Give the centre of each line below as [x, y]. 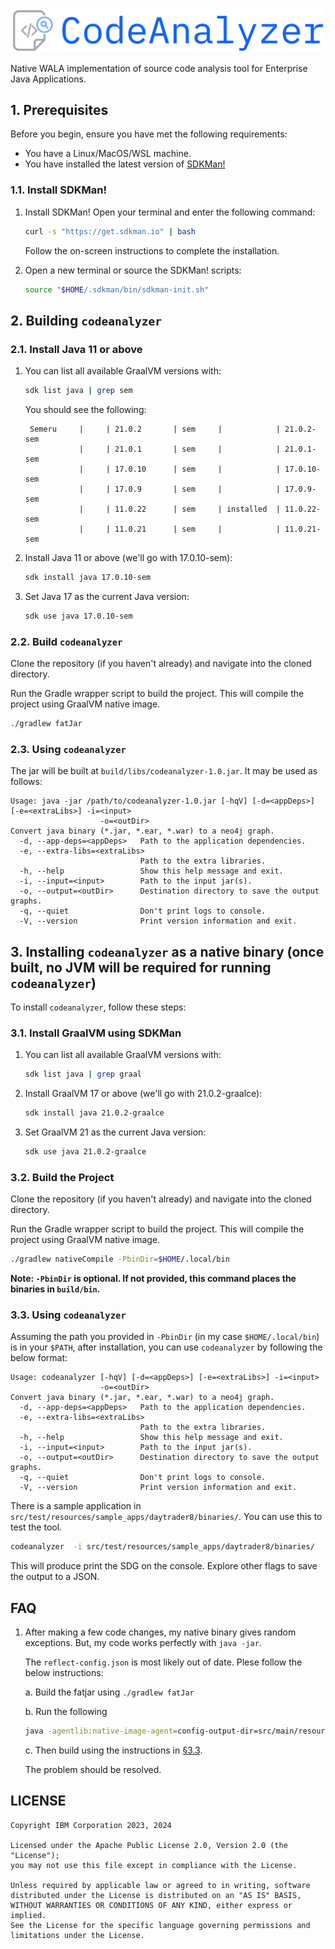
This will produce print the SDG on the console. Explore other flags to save [164, 1566]
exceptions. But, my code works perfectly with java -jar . [143, 1643]
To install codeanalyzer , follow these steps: [98, 1007]
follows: [26, 782]
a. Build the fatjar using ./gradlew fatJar [109, 1692]
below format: [39, 1358]
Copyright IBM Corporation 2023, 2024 [91, 1825]
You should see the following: [85, 409]
